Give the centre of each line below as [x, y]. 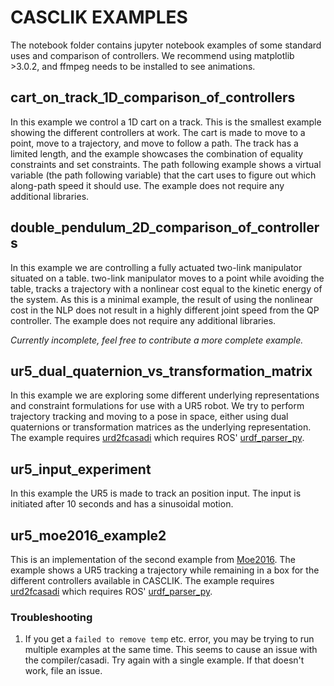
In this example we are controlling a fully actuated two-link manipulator [156, 267]
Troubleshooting [51, 617]
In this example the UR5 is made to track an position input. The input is [156, 493]
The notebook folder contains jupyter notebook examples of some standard [166, 45]
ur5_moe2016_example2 [88, 535]
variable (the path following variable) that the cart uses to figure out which [163, 175]
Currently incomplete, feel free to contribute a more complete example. [157, 340]
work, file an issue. [63, 671]
